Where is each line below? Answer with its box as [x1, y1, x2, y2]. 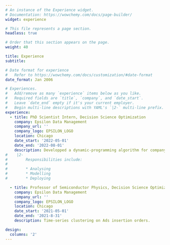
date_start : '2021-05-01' [14, 208, 69, 214]
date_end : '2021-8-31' [14, 214, 62, 219]
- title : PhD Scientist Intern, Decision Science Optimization [10, 115, 146, 120]
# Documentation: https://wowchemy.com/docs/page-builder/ [5, 12, 133, 17]
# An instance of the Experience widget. [5, 7, 94, 13]
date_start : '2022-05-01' [14, 138, 69, 143]
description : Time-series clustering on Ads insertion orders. [14, 218, 151, 223]
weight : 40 [5, 45, 28, 50]
